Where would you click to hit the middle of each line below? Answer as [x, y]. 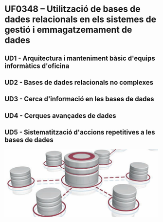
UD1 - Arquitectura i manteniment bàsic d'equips [80, 58]
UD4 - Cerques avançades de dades [60, 116]
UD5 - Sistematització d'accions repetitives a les [80, 132]
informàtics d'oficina [37, 66]
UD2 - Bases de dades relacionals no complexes [79, 82]
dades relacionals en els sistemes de [81, 19]
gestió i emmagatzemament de [68, 30]
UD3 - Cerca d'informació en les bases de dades [79, 99]
